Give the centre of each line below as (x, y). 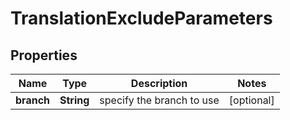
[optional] (251, 100)
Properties (44, 55)
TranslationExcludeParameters (141, 18)
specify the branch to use (159, 100)
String (74, 100)
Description (159, 83)
